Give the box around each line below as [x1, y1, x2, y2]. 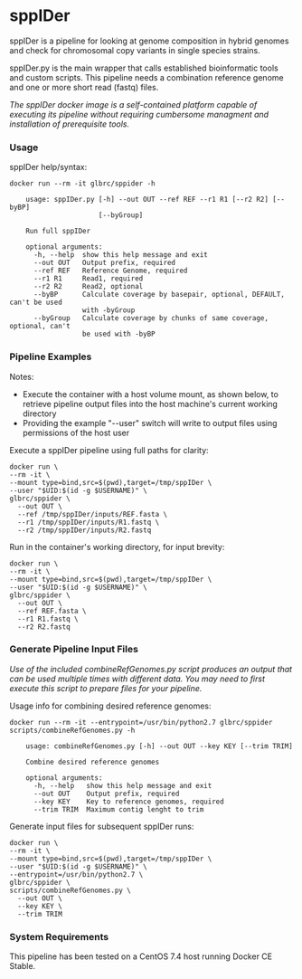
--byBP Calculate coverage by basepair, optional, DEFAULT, [33, 290, 285, 299]
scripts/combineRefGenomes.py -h [9, 726, 136, 735]
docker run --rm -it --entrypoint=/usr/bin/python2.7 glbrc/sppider [9, 718, 273, 727]
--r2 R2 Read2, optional [33, 282, 144, 291]
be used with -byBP [81, 329, 156, 339]
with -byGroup [81, 306, 136, 315]
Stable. [9, 961, 36, 972]
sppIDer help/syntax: [9, 162, 88, 173]
